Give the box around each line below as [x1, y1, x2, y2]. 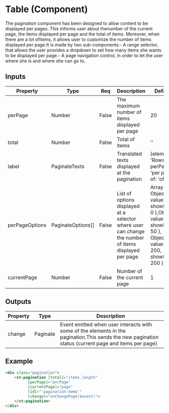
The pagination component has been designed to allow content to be [5, 20, 148, 26]
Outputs [5, 297, 32, 306]
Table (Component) [5, 4, 88, 15]
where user [116, 221, 144, 228]
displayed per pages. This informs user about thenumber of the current [5, 25, 153, 31]
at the [116, 169, 131, 176]
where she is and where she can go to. [5, 58, 86, 64]
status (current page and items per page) [60, 340, 157, 347]
